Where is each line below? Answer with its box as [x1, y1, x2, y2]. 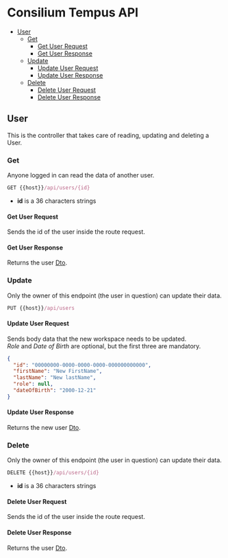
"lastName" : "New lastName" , [13, 374, 97, 381]
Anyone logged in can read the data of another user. [7, 171, 155, 180]
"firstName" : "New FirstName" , [13, 368, 103, 375]
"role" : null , [13, 380, 53, 388]
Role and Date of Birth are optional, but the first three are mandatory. [7, 341, 201, 350]
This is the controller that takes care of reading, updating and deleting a [7, 131, 210, 139]
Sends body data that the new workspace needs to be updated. [7, 335, 187, 343]
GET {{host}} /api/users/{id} [7, 184, 90, 191]
